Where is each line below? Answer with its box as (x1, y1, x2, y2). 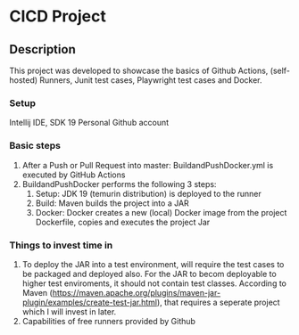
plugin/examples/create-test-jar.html (21, 297, 158, 307)
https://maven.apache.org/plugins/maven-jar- (52, 287, 221, 298)
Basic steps (9, 140, 61, 152)
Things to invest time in (9, 239, 113, 251)
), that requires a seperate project (156, 297, 280, 307)
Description (9, 42, 76, 57)
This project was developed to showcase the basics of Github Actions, (9, 65, 269, 76)
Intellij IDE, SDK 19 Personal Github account (9, 118, 170, 128)
